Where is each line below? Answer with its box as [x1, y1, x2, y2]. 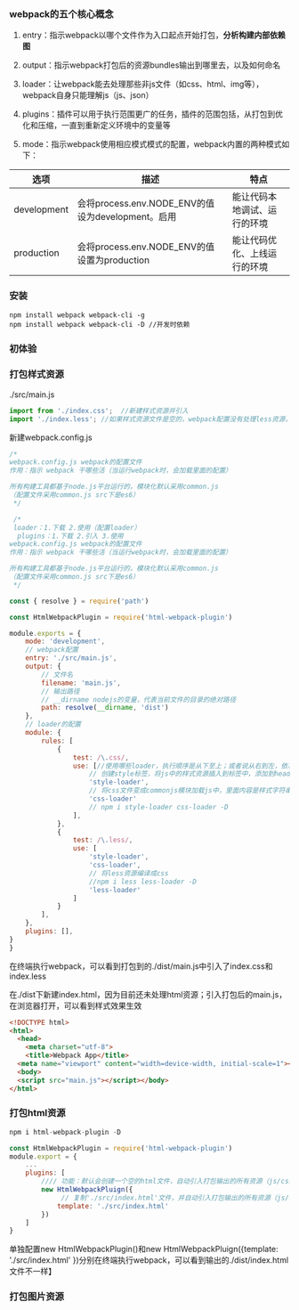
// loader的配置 [25, 720, 82, 729]
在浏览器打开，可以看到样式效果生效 [9, 1000, 142, 1011]
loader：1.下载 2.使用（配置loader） [12, 523, 141, 532]
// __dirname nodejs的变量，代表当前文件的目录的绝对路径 [41, 695, 237, 704]
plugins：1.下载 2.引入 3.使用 [17, 532, 124, 541]
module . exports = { [9, 629, 82, 638]
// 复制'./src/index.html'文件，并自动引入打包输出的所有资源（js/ [61, 1193, 289, 1202]
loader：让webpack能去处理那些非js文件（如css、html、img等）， [21, 78, 264, 90]
